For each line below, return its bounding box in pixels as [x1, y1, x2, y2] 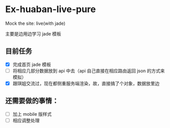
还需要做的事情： [5, 97, 59, 105]
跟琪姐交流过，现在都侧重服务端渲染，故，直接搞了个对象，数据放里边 [12, 80, 160, 87]
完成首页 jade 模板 [12, 61, 51, 67]
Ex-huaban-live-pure [5, 4, 96, 15]
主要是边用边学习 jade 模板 [5, 30, 61, 36]
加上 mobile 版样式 [12, 111, 52, 117]
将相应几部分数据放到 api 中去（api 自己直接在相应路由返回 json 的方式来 [12, 67, 165, 74]
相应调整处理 [12, 117, 40, 123]
